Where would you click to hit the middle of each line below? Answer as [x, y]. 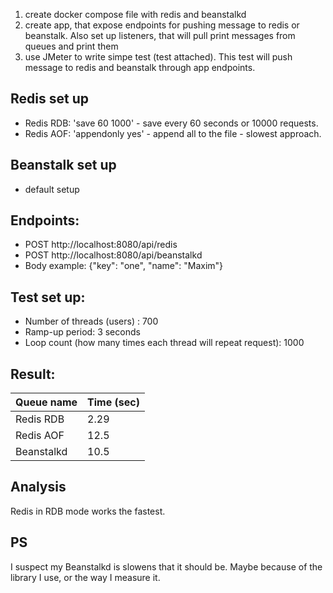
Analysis [38, 487]
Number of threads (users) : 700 [91, 321]
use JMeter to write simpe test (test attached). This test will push [158, 57]
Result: [33, 374]
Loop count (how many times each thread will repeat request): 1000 [164, 343]
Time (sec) [113, 402]
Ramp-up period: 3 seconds [82, 332]
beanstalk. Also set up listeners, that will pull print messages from [160, 35]
